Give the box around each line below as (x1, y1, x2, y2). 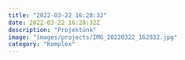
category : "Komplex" (8, 41, 76, 48)
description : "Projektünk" (8, 26, 97, 34)
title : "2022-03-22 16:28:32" (8, 11, 108, 19)
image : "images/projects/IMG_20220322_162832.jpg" (8, 33, 178, 41)
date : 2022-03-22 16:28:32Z (8, 19, 101, 26)
